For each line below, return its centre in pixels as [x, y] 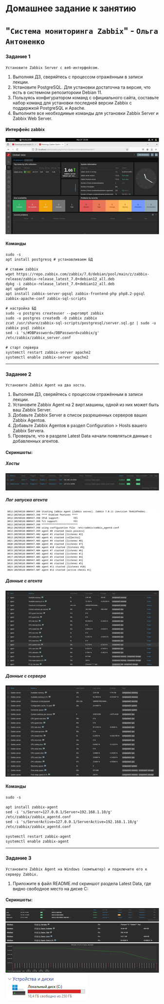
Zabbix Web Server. [32, 118]
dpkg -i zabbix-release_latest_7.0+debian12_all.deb [60, 284]
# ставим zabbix [22, 269]
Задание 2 [18, 374]
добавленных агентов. [36, 441]
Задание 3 [18, 858]
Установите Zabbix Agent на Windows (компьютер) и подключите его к [76, 869]
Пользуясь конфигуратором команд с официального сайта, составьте [86, 97]
